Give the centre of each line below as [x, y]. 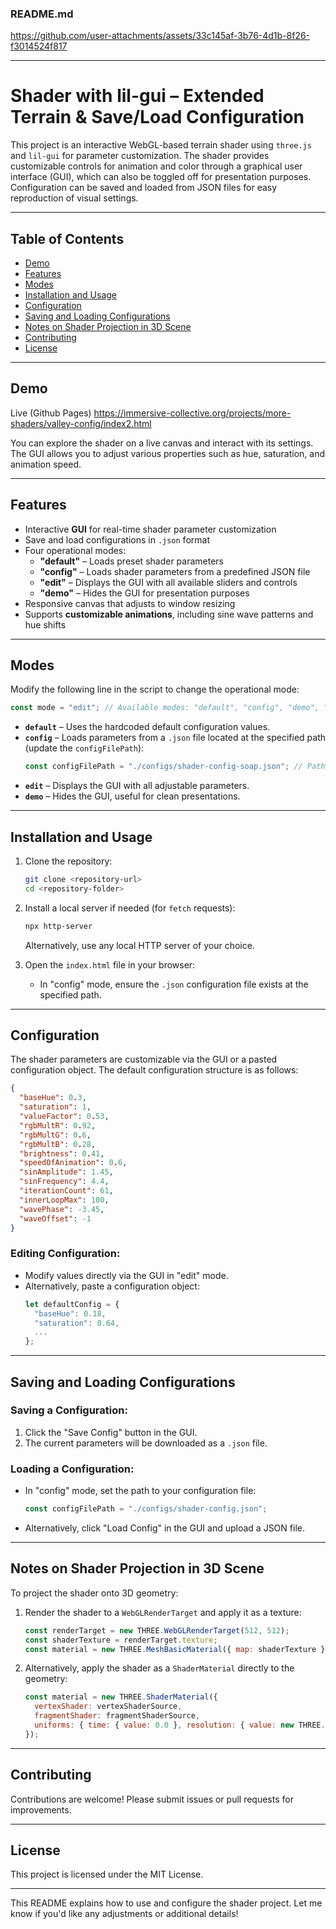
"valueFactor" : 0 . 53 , [64, 1117]
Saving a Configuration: [69, 1410]
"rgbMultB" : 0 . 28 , [58, 1144]
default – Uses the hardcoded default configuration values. [147, 727]
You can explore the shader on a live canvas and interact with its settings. [162, 443]
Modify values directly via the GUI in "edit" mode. [126, 1275]
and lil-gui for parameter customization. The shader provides [140, 156]
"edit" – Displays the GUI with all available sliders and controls [168, 582]
